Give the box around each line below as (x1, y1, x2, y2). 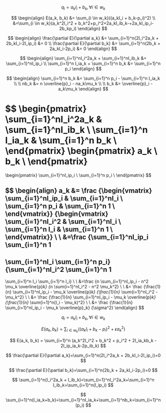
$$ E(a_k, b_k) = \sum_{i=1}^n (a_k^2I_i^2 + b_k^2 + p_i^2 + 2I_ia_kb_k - (9, 337, 157, 343)
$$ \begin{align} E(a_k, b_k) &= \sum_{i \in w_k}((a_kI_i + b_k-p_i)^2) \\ (11, 15, 156, 21)
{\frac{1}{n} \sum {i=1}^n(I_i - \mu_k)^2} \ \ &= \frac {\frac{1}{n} (5, 299, 133, 305)
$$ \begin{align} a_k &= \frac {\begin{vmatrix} (5, 187, 153, 195)
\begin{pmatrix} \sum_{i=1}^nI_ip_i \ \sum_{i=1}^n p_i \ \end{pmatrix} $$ (5, 172, 152, 178)
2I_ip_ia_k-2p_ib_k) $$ (60, 343, 107, 349)
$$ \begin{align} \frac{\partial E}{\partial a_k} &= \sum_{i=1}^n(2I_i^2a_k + (7, 35, 159, 41)
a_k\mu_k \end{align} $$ (58, 86, 109, 92)
